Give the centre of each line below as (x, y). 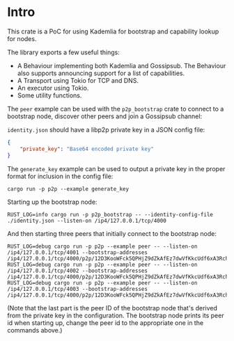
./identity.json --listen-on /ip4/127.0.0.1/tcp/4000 (87, 221)
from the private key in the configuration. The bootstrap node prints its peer (116, 315)
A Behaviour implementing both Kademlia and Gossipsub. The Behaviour (122, 65)
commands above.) (35, 330)
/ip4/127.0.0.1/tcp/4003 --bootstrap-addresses (78, 289)
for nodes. (22, 38)
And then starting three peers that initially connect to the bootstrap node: (112, 233)
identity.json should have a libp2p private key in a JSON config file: (106, 129)
